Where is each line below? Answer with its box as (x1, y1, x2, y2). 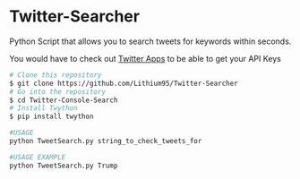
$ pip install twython (9, 112, 94, 122)
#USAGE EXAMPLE (9, 152, 66, 162)
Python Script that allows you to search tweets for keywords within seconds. (9, 36, 292, 47)
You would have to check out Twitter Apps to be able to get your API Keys (9, 53, 282, 64)
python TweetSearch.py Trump (9, 161, 118, 170)
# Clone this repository (9, 70, 102, 80)
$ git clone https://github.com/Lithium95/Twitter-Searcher (9, 79, 239, 88)
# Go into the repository (9, 87, 106, 96)
